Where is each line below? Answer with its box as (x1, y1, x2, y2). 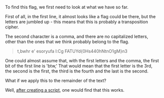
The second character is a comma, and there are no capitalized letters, (5, 34, 148, 39)
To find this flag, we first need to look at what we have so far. (5, 4, 129, 10)
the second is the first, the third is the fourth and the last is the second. (5, 68, 149, 74)
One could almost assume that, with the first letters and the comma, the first (5, 58, 159, 63)
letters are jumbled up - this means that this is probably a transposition (5, 19, 148, 24)
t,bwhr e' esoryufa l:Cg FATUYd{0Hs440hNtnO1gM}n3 (17, 49, 128, 54)
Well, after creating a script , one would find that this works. (5, 87, 125, 93)
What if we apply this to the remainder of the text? (5, 78, 107, 83)
